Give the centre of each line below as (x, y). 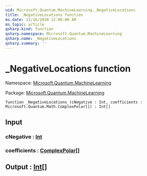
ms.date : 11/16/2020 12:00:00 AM (41, 19)
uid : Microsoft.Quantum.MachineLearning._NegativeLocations (71, 10)
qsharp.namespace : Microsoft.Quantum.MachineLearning (64, 34)
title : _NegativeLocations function (44, 15)
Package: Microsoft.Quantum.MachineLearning (55, 93)
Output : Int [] (26, 167)
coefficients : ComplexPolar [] (43, 150)
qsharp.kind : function (29, 29)
